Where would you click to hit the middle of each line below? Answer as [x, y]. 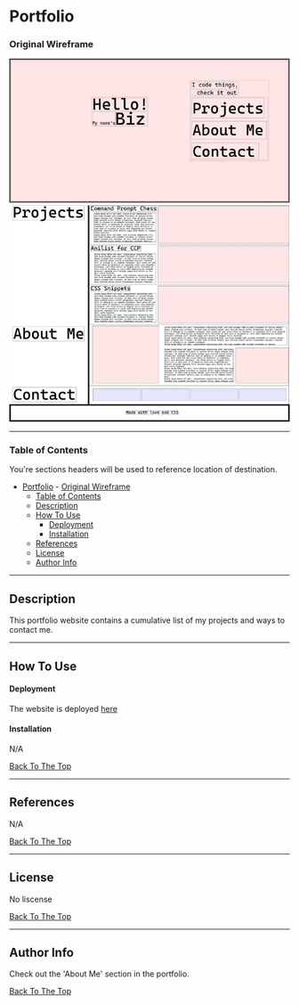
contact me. [31, 630]
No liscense [31, 899]
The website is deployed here [64, 708]
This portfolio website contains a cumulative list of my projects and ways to [147, 620]
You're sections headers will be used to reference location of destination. [143, 470]
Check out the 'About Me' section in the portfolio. [99, 974]
